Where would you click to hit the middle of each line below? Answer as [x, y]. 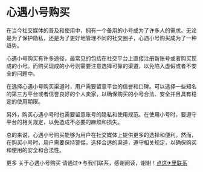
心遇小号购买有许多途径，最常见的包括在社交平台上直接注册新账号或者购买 [99, 58]
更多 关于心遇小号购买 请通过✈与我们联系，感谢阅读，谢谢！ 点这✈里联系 [97, 163]
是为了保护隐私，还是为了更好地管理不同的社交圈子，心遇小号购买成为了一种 [101, 38]
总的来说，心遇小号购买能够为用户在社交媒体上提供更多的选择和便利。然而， [101, 134]
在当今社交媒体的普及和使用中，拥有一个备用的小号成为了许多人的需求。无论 [101, 30]
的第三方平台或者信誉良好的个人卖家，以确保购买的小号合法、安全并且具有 [99, 94]
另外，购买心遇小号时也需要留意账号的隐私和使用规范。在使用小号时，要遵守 [101, 114]
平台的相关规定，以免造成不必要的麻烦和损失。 [64, 122]
